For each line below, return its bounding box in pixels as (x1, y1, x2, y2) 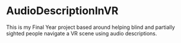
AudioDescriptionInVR (6, 4, 119, 18)
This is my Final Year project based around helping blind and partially (6, 24, 175, 31)
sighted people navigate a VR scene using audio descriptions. (6, 29, 157, 37)
